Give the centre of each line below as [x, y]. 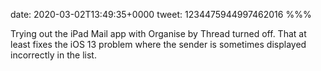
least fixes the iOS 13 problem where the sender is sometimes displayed [158, 44]
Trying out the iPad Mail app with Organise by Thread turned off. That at [158, 33]
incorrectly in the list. [53, 55]
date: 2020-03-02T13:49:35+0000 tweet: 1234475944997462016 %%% [161, 14]
